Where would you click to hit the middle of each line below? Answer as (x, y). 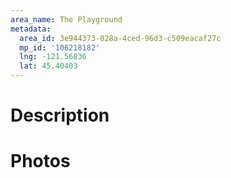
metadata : (31, 29)
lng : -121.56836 (53, 57)
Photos (40, 161)
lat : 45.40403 (48, 66)
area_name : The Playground (66, 19)
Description (60, 115)
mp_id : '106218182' (60, 47)
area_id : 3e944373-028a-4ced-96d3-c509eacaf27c (120, 38)
